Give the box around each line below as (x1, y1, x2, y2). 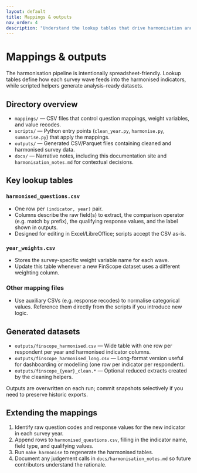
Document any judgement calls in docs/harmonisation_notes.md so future (14, 455, 191, 462)
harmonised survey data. (14, 146, 75, 153)
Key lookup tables (6, 176, 73, 186)
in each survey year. (14, 430, 64, 437)
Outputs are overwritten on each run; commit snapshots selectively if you (6, 385, 184, 392)
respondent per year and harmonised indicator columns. (14, 348, 151, 355)
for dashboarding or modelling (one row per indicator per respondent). (14, 361, 185, 368)
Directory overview (6, 99, 78, 109)
